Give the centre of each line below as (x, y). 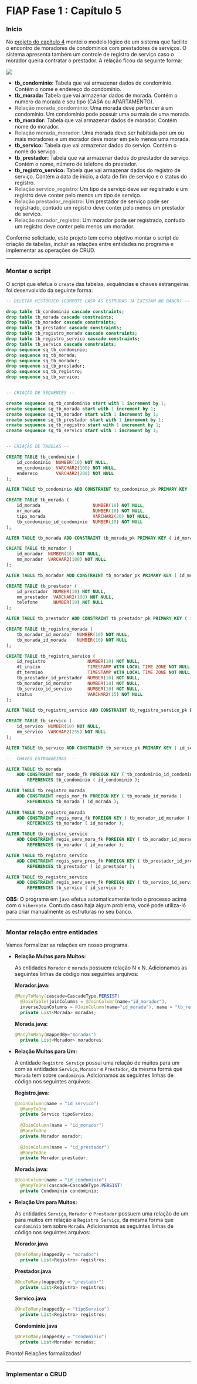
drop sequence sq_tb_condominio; (47, 350)
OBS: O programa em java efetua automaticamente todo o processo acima (96, 899)
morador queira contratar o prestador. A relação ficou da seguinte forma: (94, 60)
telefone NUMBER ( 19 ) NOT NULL (60, 602)
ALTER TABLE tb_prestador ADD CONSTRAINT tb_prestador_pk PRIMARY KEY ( (97, 619)
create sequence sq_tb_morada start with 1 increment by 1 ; (81, 409)
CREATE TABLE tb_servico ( (39, 721)
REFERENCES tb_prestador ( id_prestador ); (81, 866)
